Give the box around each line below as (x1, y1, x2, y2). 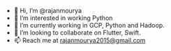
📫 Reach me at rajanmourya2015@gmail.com (13, 37, 146, 44)
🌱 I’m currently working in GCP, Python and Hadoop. (13, 21, 165, 29)
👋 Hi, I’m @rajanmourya (13, 7, 82, 14)
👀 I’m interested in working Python (13, 14, 113, 22)
